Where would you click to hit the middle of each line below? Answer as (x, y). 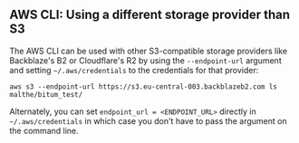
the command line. (44, 130)
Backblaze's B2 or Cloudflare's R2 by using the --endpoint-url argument (146, 60)
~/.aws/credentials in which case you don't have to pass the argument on (148, 120)
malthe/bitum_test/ (46, 94)
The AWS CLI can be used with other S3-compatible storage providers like (149, 51)
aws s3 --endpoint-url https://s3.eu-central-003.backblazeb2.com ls (144, 86)
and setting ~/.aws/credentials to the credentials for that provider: (134, 70)
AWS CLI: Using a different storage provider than (150, 15)
